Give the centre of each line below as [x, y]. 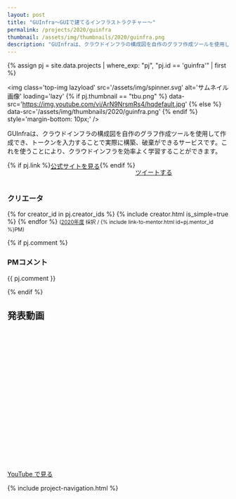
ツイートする [154, 172]
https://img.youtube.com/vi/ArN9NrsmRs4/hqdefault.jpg [104, 104]
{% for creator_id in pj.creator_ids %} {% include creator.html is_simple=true [118, 214]
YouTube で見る [30, 474]
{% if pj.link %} [29, 165]
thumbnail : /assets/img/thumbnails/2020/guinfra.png [86, 37]
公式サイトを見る [75, 166]
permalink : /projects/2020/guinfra [59, 30]
